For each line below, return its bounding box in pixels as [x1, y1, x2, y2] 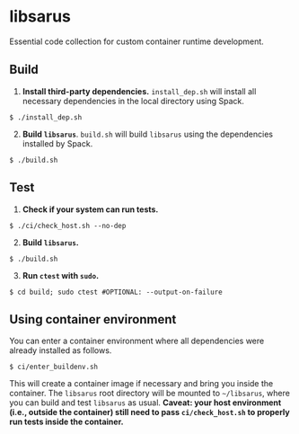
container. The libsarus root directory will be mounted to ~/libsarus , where [9, 388, 290, 399]
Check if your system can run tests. [22, 204, 159, 215]
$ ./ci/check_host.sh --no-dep [9, 221, 127, 230]
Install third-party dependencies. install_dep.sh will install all [22, 85, 257, 96]
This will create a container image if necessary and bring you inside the [9, 378, 274, 389]
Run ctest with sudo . [22, 270, 100, 280]
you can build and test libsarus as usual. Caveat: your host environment [9, 397, 282, 408]
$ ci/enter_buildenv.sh [9, 362, 99, 372]
